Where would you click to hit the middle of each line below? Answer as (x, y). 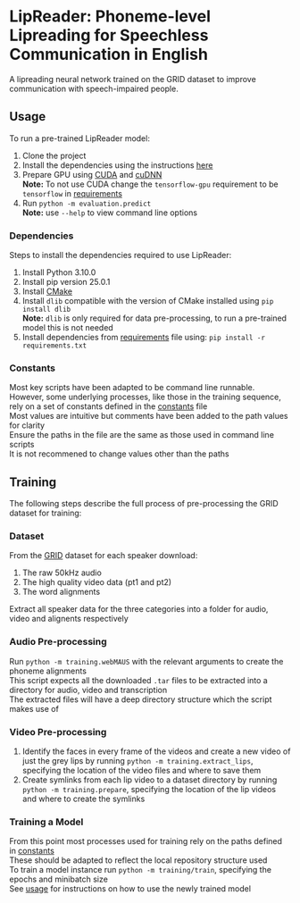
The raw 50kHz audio (62, 573)
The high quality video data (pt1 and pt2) (97, 582)
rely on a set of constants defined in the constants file (108, 406)
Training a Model (46, 822)
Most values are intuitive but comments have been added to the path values (149, 416)
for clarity (27, 425)
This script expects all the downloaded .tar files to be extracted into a (138, 680)
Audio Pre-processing (58, 642)
